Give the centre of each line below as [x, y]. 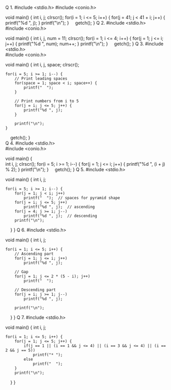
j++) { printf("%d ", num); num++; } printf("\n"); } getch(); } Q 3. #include [84, 44]
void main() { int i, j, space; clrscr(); [42, 65]
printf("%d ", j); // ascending [59, 207]
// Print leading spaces [41, 79]
